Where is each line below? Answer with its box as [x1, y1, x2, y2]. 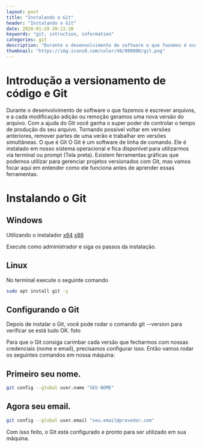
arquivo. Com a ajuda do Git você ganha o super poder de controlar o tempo [6, 119, 195, 126]
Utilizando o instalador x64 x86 [6, 231, 84, 238]
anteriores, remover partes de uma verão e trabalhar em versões [6, 132, 167, 139]
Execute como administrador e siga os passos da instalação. [6, 243, 156, 250]
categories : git [6, 37, 47, 43]
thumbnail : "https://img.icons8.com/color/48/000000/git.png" [6, 48, 165, 54]
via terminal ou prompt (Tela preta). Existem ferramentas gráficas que [6, 151, 179, 158]
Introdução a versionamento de [6, 73, 167, 87]
